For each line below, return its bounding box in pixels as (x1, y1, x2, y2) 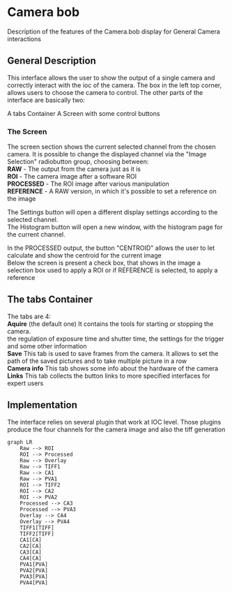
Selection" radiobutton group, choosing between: (7, 158, 149, 166)
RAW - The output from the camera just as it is (7, 165, 141, 173)
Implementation (7, 399, 78, 411)
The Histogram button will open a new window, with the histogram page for (7, 223, 223, 231)
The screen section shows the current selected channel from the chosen (7, 142, 216, 151)
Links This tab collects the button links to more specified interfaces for (7, 371, 210, 380)
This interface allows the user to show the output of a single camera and (7, 73, 215, 82)
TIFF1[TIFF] (20, 524, 54, 531)
